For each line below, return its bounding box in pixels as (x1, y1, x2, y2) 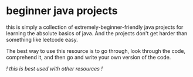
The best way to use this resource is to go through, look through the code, (6, 47, 186, 54)
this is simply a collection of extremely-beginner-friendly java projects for (6, 24, 184, 31)
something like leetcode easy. (6, 36, 78, 43)
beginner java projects (6, 4, 118, 18)
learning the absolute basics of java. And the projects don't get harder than (6, 29, 188, 36)
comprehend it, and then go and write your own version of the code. (6, 53, 171, 61)
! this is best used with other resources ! (6, 65, 103, 72)
